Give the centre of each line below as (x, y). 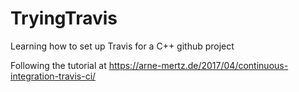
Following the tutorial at (58, 65)
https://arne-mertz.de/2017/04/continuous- (198, 65)
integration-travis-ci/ (53, 76)
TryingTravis (64, 18)
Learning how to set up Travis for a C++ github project (122, 46)
